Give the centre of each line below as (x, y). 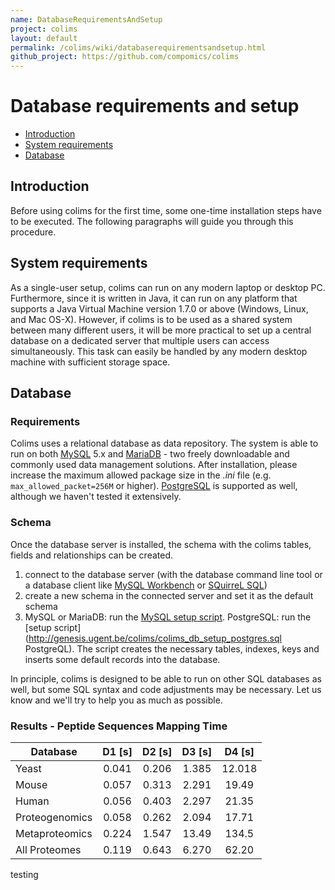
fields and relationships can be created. (91, 555)
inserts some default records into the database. (122, 659)
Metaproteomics (54, 833)
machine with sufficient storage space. (90, 362)
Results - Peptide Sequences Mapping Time (119, 726)
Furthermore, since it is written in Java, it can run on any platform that (154, 298)
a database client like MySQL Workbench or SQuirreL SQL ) (146, 585)
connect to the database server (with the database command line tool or (173, 574)
